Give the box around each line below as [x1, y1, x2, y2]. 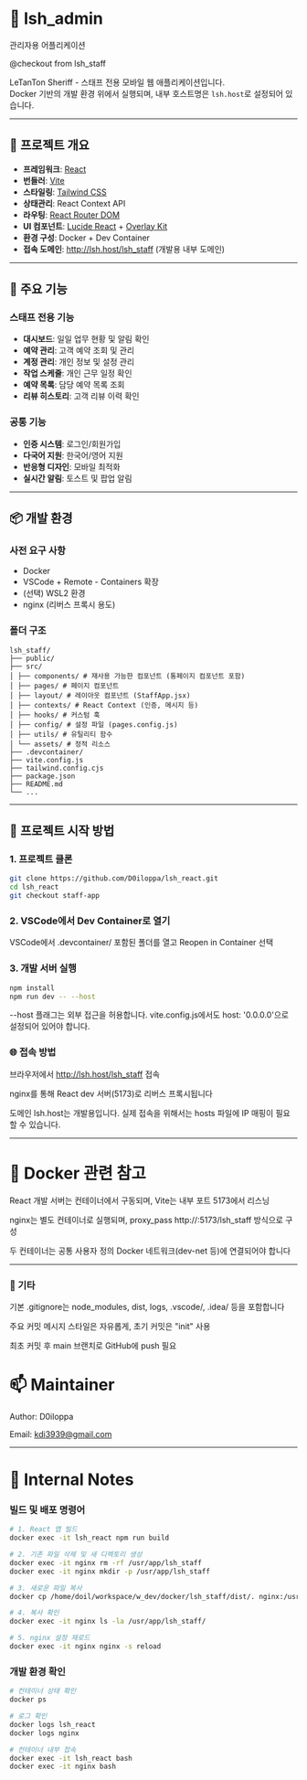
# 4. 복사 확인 [9, 1608, 59, 1617]
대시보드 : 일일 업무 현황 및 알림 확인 [22, 334, 150, 345]
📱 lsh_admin [9, 8, 103, 29]
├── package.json [9, 772, 76, 781]
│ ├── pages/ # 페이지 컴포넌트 [9, 681, 120, 690]
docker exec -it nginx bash [9, 1762, 117, 1772]
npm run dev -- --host [9, 992, 96, 1001]
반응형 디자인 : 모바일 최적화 [22, 461, 121, 472]
